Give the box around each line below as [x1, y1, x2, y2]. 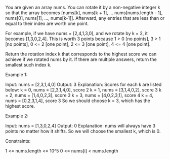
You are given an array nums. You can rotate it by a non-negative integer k [5, 5, 160, 10]
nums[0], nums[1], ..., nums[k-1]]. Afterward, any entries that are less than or [5, 15, 165, 21]
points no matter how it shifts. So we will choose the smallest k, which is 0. [5, 128, 161, 134]
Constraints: [5, 138, 31, 144]
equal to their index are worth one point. [5, 20, 89, 26]
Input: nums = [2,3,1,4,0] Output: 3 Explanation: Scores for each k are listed [5, 81, 162, 87]
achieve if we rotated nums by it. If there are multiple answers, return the [5, 56, 157, 62]
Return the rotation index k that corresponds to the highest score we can [5, 51, 157, 57]
